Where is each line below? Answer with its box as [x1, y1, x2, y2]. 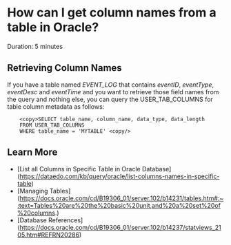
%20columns [17, 209, 55, 217]
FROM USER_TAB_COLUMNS [19, 122, 85, 129]
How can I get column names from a [7, 5, 217, 21]
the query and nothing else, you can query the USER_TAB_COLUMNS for [7, 95, 214, 103]
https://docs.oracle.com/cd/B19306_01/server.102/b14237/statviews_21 [19, 223, 222, 231]
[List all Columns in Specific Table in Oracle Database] [17, 164, 172, 173]
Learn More [7, 147, 58, 158]
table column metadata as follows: [7, 102, 105, 111]
